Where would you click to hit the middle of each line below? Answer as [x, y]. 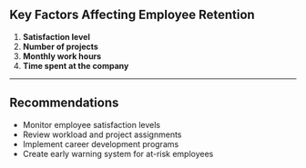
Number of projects [60, 46]
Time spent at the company [76, 65]
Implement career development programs [101, 143]
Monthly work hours [62, 56]
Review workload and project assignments [102, 134]
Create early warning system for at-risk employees [118, 153]
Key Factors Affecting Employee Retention [132, 15]
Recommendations [64, 103]
